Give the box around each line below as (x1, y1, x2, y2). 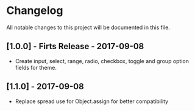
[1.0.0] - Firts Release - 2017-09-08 (6, 41, 144, 52)
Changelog (6, 4, 63, 18)
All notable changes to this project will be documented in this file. (6, 24, 171, 31)
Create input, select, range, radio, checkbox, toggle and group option (15, 57, 190, 64)
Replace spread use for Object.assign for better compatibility (15, 98, 169, 105)
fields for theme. (15, 64, 57, 71)
